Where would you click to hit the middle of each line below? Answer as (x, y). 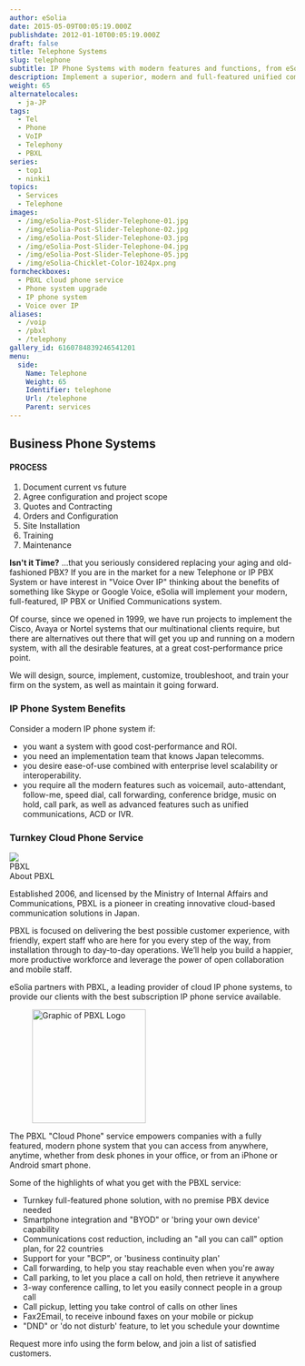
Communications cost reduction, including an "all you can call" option (153, 1240)
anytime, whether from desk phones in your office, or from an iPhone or (144, 1156)
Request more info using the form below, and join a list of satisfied (133, 1344)
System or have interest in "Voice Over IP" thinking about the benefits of (144, 582)
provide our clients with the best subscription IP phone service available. (145, 997)
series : (24, 162)
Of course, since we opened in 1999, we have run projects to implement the (151, 619)
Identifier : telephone (69, 390)
